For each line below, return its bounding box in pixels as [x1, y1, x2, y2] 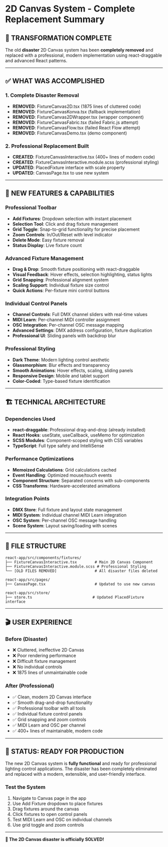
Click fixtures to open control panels [12, 811, 87, 817]
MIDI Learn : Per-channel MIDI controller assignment [12, 317, 120, 323]
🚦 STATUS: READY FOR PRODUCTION [5, 747, 124, 756]
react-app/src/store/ [5, 590, 50, 595]
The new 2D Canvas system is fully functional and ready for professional [5, 761, 156, 767]
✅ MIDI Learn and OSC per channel [12, 722, 86, 728]
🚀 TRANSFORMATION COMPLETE [5, 34, 112, 42]
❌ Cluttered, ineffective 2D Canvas [12, 647, 84, 653]
